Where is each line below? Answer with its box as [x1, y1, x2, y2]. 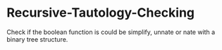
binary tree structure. [6, 35, 68, 43]
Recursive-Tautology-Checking [6, 5, 195, 21]
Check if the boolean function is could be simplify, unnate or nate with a [6, 28, 216, 36]
